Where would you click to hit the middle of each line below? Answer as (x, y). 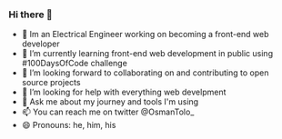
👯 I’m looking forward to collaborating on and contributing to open (145, 73)
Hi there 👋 (31, 15)
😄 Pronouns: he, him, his (69, 125)
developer (40, 44)
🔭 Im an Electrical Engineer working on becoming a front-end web (145, 35)
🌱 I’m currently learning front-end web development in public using (147, 54)
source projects (51, 83)
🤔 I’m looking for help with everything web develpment (124, 92)
